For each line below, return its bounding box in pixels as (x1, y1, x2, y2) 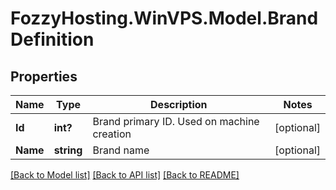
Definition (10, 28, 95, 51)
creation (92, 127, 132, 141)
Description (150, 98, 208, 111)
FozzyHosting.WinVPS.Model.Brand (10, 7, 319, 30)
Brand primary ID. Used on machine (92, 115, 260, 128)
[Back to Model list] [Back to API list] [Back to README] (10, 169, 240, 181)
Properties (10, 68, 78, 85)
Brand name (92, 143, 150, 157)
